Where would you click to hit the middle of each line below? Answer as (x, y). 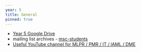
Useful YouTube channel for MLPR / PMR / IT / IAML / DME (74, 44)
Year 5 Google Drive (34, 34)
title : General (21, 15)
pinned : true (19, 19)
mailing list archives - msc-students (50, 39)
